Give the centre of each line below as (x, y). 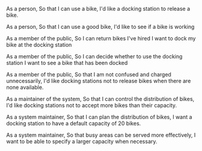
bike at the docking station (39, 45)
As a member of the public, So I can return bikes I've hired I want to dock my (101, 38)
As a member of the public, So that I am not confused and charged (89, 74)
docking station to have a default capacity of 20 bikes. (74, 123)
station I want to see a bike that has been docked (67, 63)
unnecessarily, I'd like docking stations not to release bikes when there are (99, 81)
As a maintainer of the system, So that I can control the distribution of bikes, (100, 99)
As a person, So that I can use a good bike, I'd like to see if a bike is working (100, 27)
